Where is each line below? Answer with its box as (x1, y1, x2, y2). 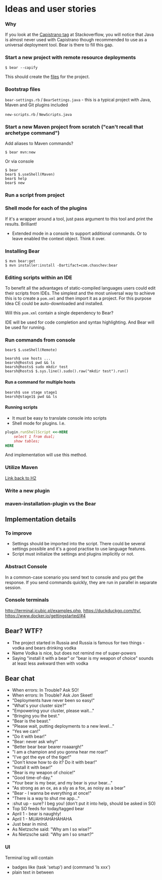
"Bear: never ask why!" (12, 739, 58, 745)
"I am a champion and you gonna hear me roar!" (12, 749, 108, 755)
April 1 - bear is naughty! (12, 811, 61, 817)
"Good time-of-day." (12, 775, 53, 781)
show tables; (14, 439, 40, 443)
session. (5, 585, 22, 590)
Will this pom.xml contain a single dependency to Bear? (5, 310, 114, 316)
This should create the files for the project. (5, 74, 90, 80)
